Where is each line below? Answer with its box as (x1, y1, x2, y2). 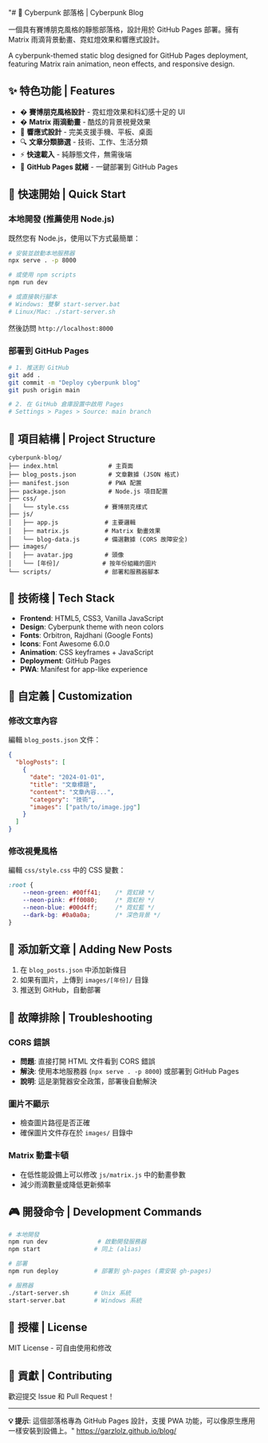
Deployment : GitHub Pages (19, 655, 112, 666)
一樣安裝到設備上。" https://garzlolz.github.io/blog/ (8, 1426, 177, 1436)
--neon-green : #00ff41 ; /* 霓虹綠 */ (22, 888, 156, 897)
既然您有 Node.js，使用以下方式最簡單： (8, 233, 141, 243)
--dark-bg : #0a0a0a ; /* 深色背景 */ (22, 911, 161, 919)
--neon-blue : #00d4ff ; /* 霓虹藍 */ (22, 904, 156, 912)
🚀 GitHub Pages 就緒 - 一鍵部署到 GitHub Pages (19, 161, 178, 171)
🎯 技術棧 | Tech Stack (8, 591, 116, 606)
